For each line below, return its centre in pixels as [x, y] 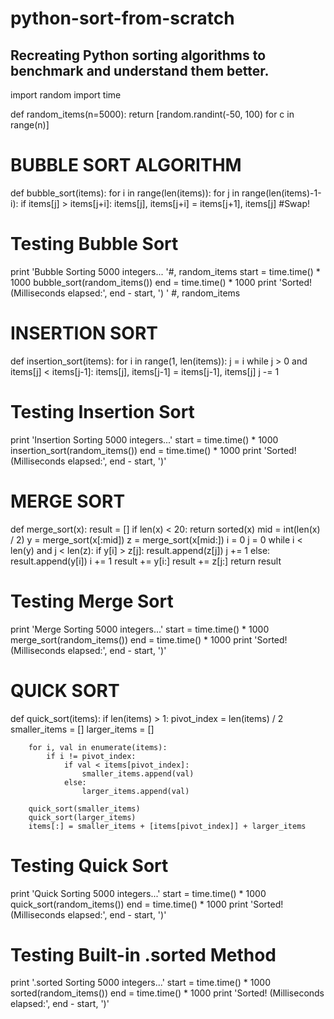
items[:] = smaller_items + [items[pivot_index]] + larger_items [167, 826]
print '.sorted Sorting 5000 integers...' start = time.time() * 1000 [140, 983]
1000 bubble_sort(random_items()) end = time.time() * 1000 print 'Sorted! [161, 282]
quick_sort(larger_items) [82, 817]
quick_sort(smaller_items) [84, 808]
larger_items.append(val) [135, 791]
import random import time [66, 95]
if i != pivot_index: [91, 756]
